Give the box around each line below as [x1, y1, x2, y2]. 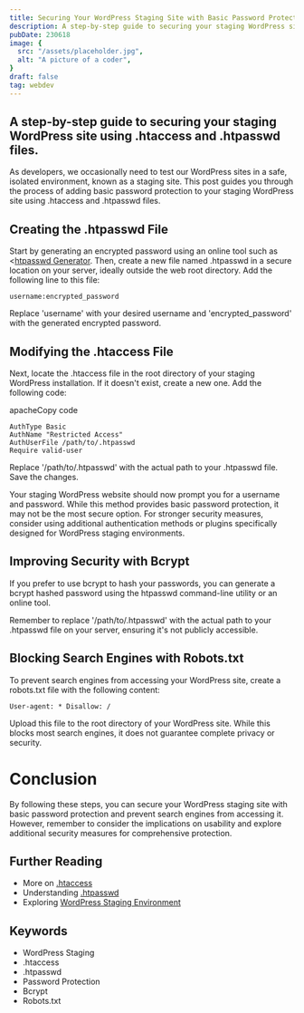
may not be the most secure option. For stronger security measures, [9, 508, 264, 519]
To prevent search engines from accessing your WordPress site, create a [9, 674, 281, 685]
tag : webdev [9, 81, 54, 90]
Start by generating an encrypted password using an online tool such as [9, 246, 279, 256]
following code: [9, 387, 67, 399]
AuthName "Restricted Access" [9, 430, 124, 439]
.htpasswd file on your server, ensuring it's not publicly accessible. [9, 624, 259, 635]
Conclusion [9, 768, 98, 789]
